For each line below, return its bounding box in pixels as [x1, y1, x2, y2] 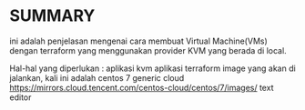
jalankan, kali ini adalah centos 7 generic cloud [9, 72, 185, 83]
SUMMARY [9, 5, 96, 26]
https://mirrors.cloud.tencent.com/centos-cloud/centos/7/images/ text [9, 82, 274, 93]
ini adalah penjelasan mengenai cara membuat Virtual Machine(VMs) [9, 35, 269, 46]
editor [9, 92, 32, 103]
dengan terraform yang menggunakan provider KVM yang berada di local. [9, 45, 287, 55]
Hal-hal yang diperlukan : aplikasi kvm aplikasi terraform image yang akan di [9, 63, 296, 74]
